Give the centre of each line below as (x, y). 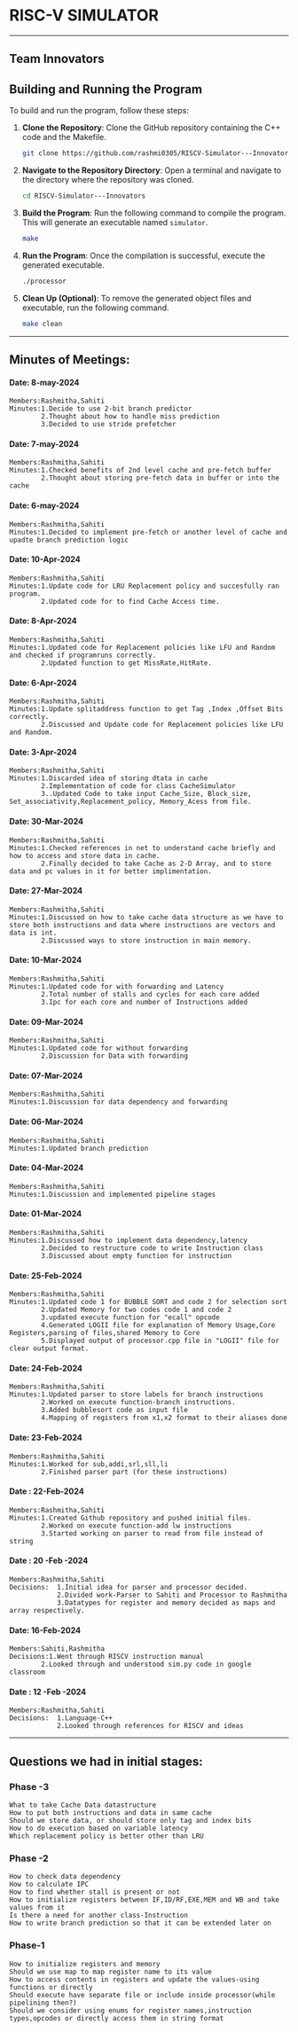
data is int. (33, 933)
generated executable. (63, 265)
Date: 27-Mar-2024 (46, 891)
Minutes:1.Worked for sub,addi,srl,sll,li (89, 1464)
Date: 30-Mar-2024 (47, 821)
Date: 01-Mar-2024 (46, 1214)
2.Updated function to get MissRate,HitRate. (127, 663)
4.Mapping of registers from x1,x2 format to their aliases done (165, 1418)
